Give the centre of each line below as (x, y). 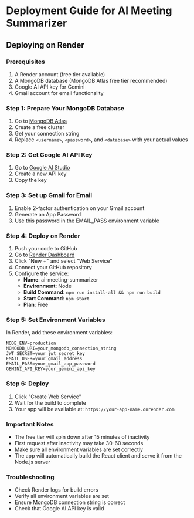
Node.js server (33, 462)
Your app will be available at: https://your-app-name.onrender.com (94, 409)
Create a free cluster (39, 127)
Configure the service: (42, 273)
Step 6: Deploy (28, 384)
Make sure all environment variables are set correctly (79, 449)
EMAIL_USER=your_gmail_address (44, 359)
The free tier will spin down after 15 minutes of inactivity (82, 437)
